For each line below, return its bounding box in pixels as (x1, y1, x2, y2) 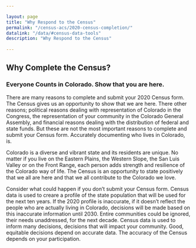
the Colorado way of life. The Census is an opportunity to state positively (6, 167, 183, 175)
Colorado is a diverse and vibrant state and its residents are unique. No (6, 149, 178, 156)
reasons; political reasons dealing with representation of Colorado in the (6, 106, 181, 113)
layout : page (6, 14, 38, 19)
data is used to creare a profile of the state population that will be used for (6, 192, 186, 199)
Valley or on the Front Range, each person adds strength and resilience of (6, 161, 185, 168)
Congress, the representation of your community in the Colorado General (6, 112, 184, 119)
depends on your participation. (6, 235, 81, 242)
